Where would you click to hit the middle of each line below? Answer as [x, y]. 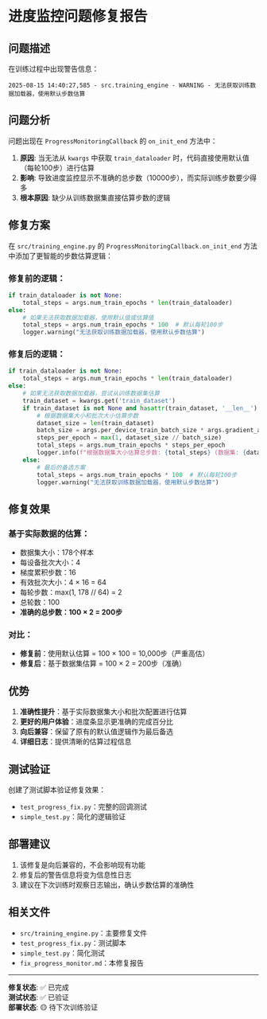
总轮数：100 [40, 603]
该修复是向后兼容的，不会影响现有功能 [82, 865]
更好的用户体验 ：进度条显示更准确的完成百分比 [96, 722]
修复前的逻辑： [37, 278]
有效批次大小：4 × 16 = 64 [63, 583]
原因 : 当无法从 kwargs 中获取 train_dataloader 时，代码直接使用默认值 [135, 158]
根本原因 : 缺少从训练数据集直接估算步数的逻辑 [95, 197]
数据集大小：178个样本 [56, 552]
